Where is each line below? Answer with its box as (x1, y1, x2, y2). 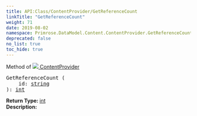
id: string (18, 80, 50, 87)
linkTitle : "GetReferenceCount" (6, 14, 85, 20)
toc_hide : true (6, 47, 43, 52)
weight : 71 (6, 19, 33, 25)
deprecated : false (6, 36, 51, 41)
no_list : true (6, 41, 41, 47)
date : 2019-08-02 (6, 24, 49, 31)
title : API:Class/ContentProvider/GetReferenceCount (6, 8, 138, 15)
